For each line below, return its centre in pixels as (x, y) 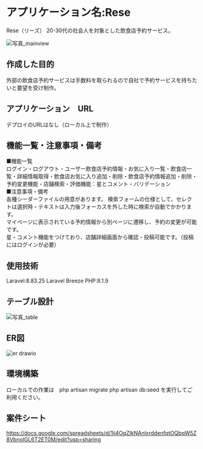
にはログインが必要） (33, 245)
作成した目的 (30, 64)
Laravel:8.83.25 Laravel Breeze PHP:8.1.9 (58, 281)
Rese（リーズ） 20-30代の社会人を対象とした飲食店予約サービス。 (90, 30)
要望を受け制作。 (38, 87)
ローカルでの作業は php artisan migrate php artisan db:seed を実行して (97, 389)
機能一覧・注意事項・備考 (54, 146)
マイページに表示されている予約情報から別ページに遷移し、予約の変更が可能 (102, 222)
